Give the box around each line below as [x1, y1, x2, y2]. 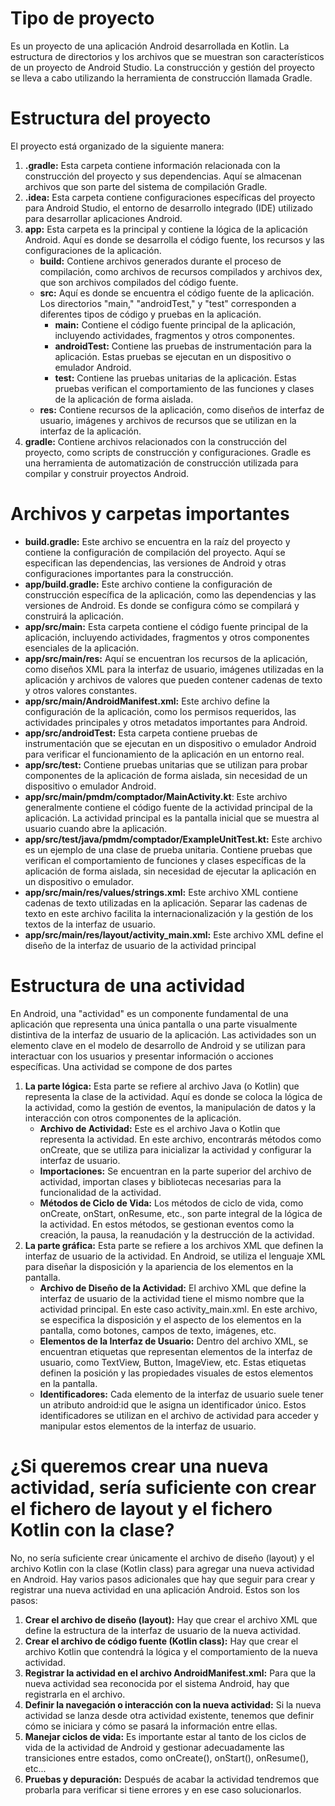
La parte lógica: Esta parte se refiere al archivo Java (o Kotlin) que [24, 1080, 300, 1092]
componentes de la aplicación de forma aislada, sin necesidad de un [24, 769, 308, 781]
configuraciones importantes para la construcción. [24, 567, 234, 579]
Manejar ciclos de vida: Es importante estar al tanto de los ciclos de [24, 1730, 307, 1742]
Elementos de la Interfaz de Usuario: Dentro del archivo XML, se [39, 1335, 309, 1347]
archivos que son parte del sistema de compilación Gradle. [24, 180, 268, 192]
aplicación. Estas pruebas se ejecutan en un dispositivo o [54, 350, 292, 362]
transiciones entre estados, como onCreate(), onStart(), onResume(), [24, 1752, 309, 1764]
